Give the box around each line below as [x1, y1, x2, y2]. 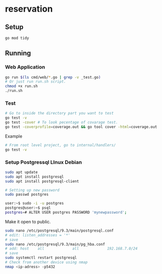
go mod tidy [5, 36, 29, 40]
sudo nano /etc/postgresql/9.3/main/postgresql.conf [5, 228, 114, 233]
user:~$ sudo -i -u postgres [5, 201, 64, 206]
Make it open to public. [5, 219, 51, 224]
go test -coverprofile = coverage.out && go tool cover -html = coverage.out [5, 124, 158, 129]
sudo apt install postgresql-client [5, 179, 79, 183]
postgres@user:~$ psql [5, 205, 51, 210]
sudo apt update [5, 169, 38, 175]
